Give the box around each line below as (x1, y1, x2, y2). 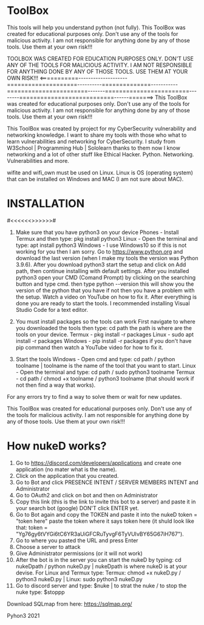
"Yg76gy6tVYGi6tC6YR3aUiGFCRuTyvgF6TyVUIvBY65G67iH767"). (15, 530, 184, 537)
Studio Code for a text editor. (15, 306, 89, 313)
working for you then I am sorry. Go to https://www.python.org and (15, 247, 183, 255)
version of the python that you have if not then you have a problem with (15, 286, 195, 294)
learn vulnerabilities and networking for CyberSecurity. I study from (7, 137, 175, 145)
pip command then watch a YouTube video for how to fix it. (15, 344, 163, 351)
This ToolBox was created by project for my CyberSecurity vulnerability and (7, 125, 197, 132)
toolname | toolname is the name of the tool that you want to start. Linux (15, 362, 196, 369)
